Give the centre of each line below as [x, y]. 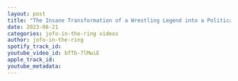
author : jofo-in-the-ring [45, 40]
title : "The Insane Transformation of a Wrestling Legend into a [106, 20]
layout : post [27, 14]
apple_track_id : [31, 60]
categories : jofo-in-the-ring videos [63, 33]
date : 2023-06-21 [33, 27]
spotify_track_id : [34, 46]
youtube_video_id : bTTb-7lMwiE [53, 54]
